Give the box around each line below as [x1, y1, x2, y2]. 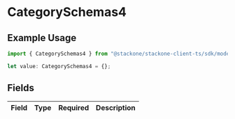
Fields [7, 82, 35, 94]
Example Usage [7, 32, 77, 44]
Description [95, 102, 136, 112]
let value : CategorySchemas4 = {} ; [7, 63, 111, 70]
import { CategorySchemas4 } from [7, 50, 108, 57]
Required [58, 102, 90, 112]
